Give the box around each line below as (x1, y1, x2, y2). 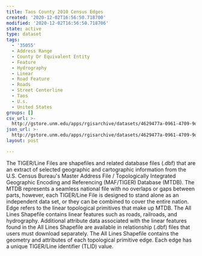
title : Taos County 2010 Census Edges (6, 8, 103, 15)
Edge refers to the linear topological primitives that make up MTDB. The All (6, 204, 191, 211)
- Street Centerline (11, 87, 63, 93)
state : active (6, 25, 42, 32)
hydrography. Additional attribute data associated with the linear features (6, 217, 188, 224)
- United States (11, 104, 52, 110)
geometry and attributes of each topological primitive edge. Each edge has (6, 236, 192, 243)
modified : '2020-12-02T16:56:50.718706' (6, 20, 109, 26)
